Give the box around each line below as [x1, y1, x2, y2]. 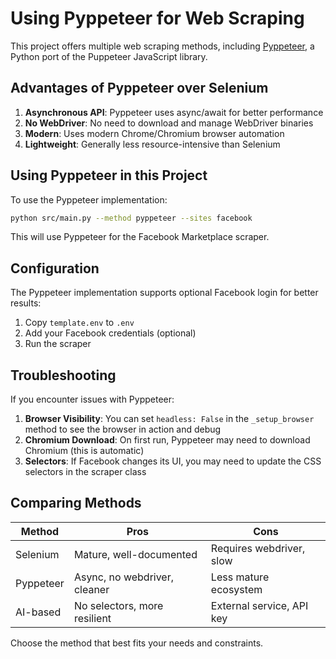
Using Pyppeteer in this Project [10, 167, 208, 184]
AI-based [15, 605, 62, 619]
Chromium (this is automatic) [24, 445, 145, 457]
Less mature [210, 570, 270, 584]
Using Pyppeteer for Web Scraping [10, 7, 305, 30]
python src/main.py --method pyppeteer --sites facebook [10, 213, 253, 223]
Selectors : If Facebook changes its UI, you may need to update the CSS [24, 455, 322, 467]
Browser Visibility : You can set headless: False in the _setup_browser [24, 413, 315, 425]
